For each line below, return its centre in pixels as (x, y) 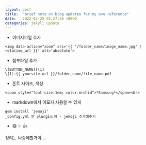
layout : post (18, 9)
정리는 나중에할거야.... (26, 138)
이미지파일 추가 (26, 37)
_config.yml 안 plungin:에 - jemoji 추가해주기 (50, 117)
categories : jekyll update (32, 23)
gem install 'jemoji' (27, 112)
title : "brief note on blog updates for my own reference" (67, 14)
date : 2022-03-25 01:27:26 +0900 (41, 18)
